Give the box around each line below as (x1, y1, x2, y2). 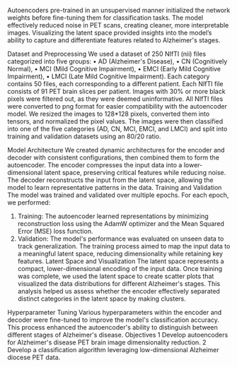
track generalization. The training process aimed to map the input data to (17, 242, 231, 250)
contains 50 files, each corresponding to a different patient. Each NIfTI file (7, 80, 224, 88)
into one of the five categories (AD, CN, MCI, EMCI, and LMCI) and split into (7, 125, 228, 133)
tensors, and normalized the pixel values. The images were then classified (7, 117, 224, 126)
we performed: (7, 198, 51, 207)
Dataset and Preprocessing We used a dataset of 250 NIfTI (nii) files (7, 49, 207, 58)
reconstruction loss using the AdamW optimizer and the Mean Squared (17, 219, 225, 228)
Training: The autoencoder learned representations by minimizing (17, 212, 209, 220)
